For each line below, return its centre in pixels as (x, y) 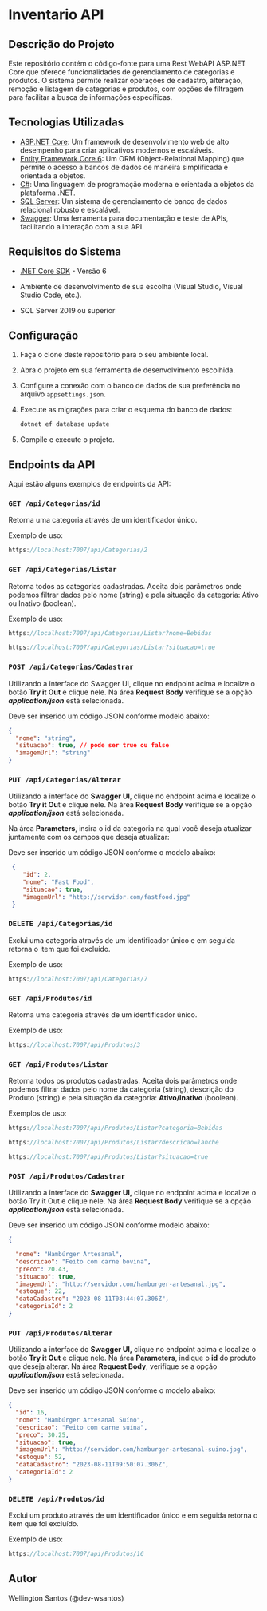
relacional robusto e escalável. (70, 209)
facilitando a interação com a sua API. (82, 226)
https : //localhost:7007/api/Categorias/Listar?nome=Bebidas (110, 633)
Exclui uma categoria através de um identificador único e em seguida (122, 940)
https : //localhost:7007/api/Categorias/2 (78, 550)
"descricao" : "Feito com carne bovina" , (83, 1261)
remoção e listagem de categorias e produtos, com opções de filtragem (126, 89)
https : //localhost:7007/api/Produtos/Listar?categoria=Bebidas (116, 1128)
